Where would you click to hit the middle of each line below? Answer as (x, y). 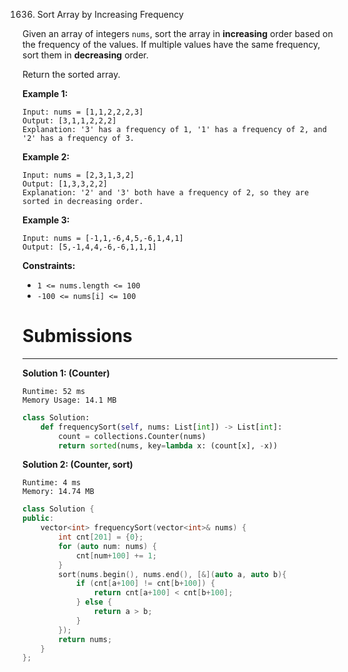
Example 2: (46, 157)
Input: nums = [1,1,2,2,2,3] (83, 112)
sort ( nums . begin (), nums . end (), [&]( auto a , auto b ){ (172, 574)
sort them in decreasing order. (85, 55)
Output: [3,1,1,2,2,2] (69, 121)
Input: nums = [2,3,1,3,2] (78, 175)
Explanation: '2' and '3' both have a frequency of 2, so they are (166, 193)
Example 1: (45, 93)
